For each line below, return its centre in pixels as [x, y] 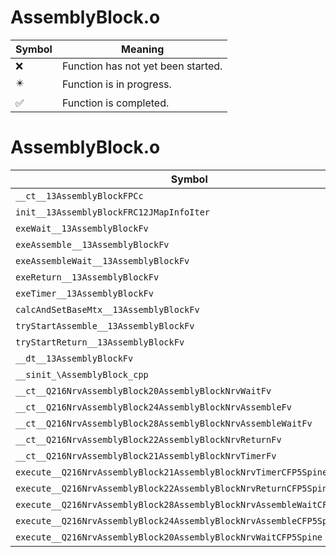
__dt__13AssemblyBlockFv [74, 358]
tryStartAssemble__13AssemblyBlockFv [105, 325]
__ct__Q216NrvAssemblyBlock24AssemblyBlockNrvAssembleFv [153, 407]
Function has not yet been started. [142, 66]
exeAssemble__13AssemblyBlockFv [92, 244]
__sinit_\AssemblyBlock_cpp [82, 374]
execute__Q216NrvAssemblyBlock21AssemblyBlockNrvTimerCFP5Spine [171, 472]
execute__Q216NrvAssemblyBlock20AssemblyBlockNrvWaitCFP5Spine [169, 537]
